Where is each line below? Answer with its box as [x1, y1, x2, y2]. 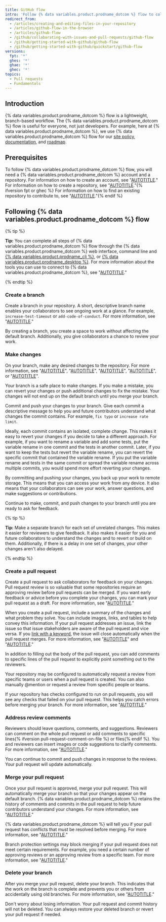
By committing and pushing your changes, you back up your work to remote [5, 474, 160, 480]
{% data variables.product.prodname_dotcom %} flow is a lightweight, [5, 113, 148, 119]
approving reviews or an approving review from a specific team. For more [5, 852, 155, 857]
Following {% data [5, 207, 63, 216]
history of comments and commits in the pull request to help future [5, 801, 141, 807]
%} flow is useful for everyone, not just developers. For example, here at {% [5, 123, 160, 129]
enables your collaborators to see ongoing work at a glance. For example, [5, 308, 155, 314]
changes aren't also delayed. [5, 545, 64, 551]
